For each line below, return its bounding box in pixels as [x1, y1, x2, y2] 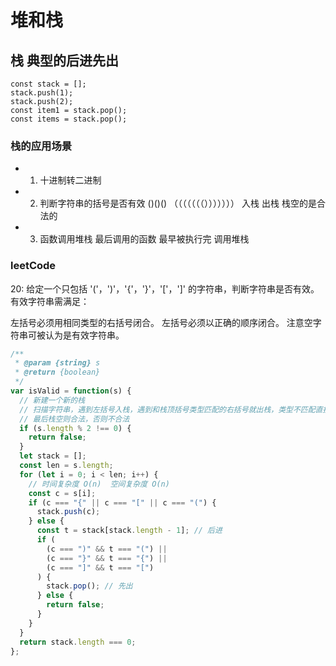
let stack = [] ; [19, 451, 87, 461]
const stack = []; [10, 79, 87, 89]
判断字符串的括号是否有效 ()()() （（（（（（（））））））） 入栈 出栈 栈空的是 [39, 197, 317, 210]
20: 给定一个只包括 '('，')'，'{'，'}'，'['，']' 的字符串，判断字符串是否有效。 [10, 282, 320, 295]
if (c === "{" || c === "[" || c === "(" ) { [28, 497, 217, 508]
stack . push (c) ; [36, 507, 101, 517]
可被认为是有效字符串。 [27, 329, 125, 341]
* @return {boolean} [14, 367, 101, 378]
